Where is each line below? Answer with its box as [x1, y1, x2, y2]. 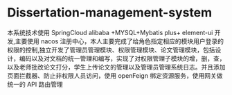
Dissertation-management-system [7, 5, 213, 21]
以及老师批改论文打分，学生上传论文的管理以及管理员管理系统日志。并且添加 [7, 63, 226, 71]
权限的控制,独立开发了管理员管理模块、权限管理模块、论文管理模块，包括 [7, 45, 216, 54]
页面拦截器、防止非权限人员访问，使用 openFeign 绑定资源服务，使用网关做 [7, 71, 223, 80]
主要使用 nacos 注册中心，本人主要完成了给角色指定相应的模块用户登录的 [15, 36, 224, 45]
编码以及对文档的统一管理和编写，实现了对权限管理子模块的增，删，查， [19, 54, 226, 63]
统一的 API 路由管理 [7, 80, 64, 88]
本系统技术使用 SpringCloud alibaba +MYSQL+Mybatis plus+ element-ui [7, 28, 213, 36]
